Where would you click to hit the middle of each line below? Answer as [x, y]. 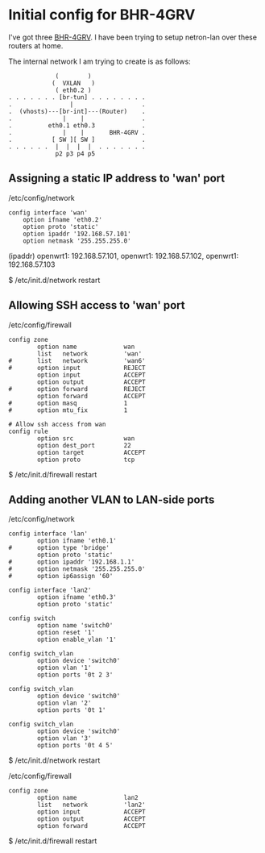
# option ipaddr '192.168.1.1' [72, 562]
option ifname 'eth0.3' [77, 597]
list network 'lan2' [92, 805]
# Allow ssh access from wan [57, 424]
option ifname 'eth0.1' [77, 541]
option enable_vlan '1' [77, 640]
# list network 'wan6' [77, 360]
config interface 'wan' [48, 212]
